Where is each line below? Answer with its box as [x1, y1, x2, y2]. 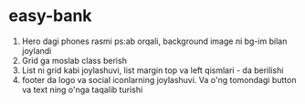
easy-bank [8, 5, 92, 26]
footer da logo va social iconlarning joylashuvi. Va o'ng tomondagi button [21, 74, 297, 85]
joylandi [21, 45, 52, 56]
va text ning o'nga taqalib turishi [21, 84, 143, 95]
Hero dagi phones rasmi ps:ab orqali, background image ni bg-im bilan [21, 36, 288, 47]
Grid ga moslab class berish [21, 55, 127, 66]
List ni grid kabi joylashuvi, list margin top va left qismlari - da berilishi [21, 65, 284, 76]
